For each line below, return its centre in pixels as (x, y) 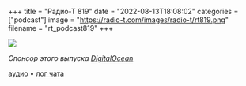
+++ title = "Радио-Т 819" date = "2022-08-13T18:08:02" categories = (123, 11)
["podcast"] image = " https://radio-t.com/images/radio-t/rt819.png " (119, 20)
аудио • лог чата (36, 73)
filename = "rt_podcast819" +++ (61, 28)
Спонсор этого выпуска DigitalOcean (71, 58)
